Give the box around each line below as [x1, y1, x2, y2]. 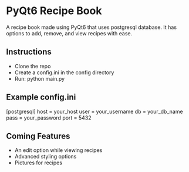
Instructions [6, 47, 52, 57]
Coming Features [6, 131, 70, 141]
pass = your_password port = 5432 [6, 114, 92, 121]
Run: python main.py [14, 75, 65, 82]
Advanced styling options [14, 153, 77, 160]
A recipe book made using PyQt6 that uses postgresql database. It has [6, 24, 177, 31]
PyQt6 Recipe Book [6, 4, 102, 18]
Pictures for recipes [14, 159, 63, 166]
